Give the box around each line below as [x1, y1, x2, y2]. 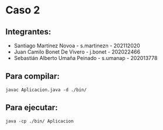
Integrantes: [5, 27, 51, 37]
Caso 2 [5, 3, 40, 17]
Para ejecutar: [5, 103, 58, 113]
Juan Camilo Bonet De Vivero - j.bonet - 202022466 [13, 48, 141, 55]
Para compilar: [5, 71, 60, 82]
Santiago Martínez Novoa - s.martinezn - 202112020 [13, 42, 141, 49]
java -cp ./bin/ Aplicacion [5, 118, 74, 124]
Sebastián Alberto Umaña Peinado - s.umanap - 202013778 [13, 55, 158, 61]
